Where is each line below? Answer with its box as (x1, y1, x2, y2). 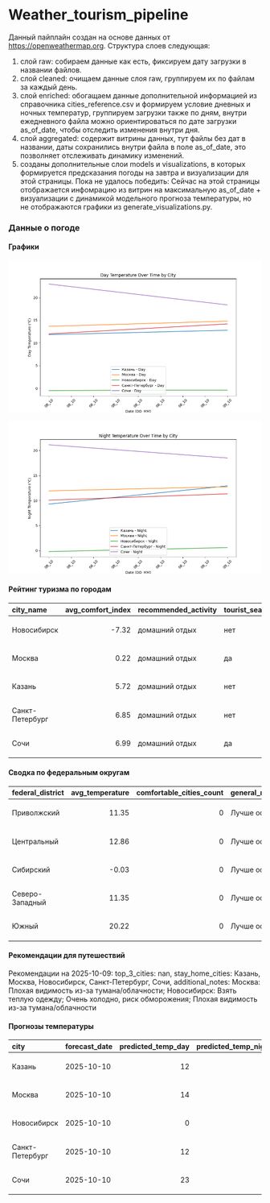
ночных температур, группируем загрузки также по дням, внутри (19, 107, 247, 118)
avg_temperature (71, 788, 130, 797)
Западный (11, 897, 47, 907)
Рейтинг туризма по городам (8, 584, 112, 594)
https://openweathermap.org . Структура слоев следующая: (8, 40, 211, 50)
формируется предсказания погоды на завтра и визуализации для (19, 168, 249, 177)
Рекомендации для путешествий (8, 951, 126, 960)
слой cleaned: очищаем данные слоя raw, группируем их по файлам (19, 73, 256, 83)
